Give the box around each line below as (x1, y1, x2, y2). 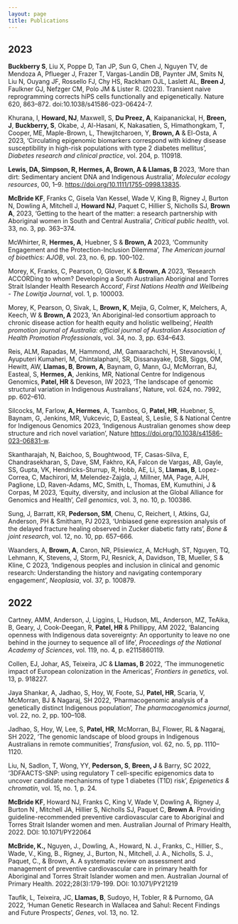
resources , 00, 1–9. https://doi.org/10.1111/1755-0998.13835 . (8, 181, 182, 189)
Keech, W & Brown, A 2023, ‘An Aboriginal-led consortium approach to (8, 311, 216, 320)
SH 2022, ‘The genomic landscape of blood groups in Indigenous (8, 733, 200, 741)
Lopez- (198, 466, 220, 474)
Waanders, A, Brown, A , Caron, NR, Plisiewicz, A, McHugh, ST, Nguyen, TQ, (8, 546, 230, 554)
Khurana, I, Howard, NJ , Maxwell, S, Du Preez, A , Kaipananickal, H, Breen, (8, 114, 227, 122)
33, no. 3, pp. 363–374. (8, 225, 77, 233)
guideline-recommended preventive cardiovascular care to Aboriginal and (8, 813, 225, 822)
